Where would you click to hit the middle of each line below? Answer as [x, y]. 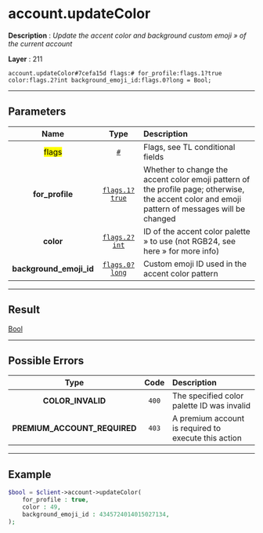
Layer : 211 [25, 59]
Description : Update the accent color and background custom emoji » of [127, 35]
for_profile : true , [56, 500]
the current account [40, 43]
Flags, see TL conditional [189, 147]
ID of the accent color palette [197, 231]
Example [30, 475]
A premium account [208, 418]
